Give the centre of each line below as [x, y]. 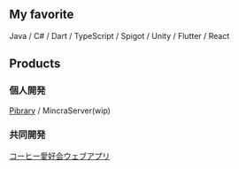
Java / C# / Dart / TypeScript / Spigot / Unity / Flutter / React [119, 35]
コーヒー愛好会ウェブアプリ [60, 156]
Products [35, 64]
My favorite [42, 15]
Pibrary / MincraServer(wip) [60, 111]
